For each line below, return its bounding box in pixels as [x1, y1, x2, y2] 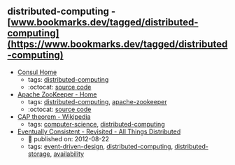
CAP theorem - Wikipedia [17, 112, 91, 121]
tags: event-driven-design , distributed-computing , [27, 142, 173, 150]
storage [27, 150, 50, 158]
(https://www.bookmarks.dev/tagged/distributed [7, 38, 228, 50]
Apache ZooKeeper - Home [17, 90, 97, 99]
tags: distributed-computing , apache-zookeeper [27, 97, 167, 106]
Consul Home [17, 68, 57, 76]
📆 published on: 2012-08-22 [27, 134, 110, 143]
